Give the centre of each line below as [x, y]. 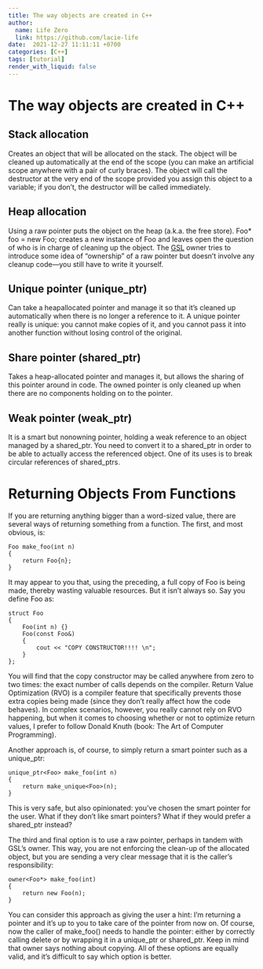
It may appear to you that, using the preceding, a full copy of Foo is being [127, 582]
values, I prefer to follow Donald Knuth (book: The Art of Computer [116, 726]
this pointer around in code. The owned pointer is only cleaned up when [124, 385]
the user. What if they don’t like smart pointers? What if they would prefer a [130, 816]
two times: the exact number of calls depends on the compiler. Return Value [131, 684]
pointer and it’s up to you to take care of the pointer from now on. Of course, [131, 923]
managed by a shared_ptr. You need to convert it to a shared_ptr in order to [130, 445]
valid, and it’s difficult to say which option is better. [90, 956]
